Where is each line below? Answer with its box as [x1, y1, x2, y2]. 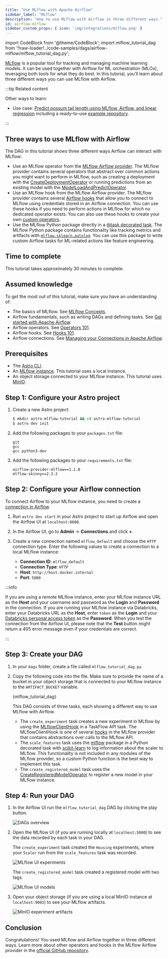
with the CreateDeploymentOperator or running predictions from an [12, 179, 152, 185]
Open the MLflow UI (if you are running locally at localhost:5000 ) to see [12, 829, 161, 835]
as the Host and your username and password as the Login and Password [5, 599, 159, 605]
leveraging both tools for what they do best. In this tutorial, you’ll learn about [5, 71, 163, 77]
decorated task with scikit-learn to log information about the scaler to [20, 745, 163, 751]
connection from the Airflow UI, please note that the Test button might [5, 620, 150, 627]
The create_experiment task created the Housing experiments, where [12, 844, 154, 850]
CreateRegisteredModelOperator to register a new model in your [20, 772, 153, 778]
